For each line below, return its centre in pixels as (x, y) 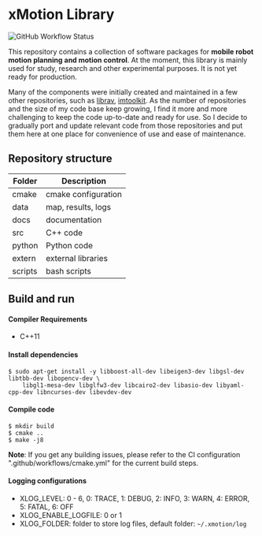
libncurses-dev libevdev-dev (84, 392)
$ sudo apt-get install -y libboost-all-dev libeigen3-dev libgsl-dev (126, 371)
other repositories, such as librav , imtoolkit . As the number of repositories (127, 100)
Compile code (31, 409)
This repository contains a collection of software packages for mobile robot (131, 51)
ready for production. (42, 76)
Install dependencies (43, 354)
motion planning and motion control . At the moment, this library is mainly (128, 60)
